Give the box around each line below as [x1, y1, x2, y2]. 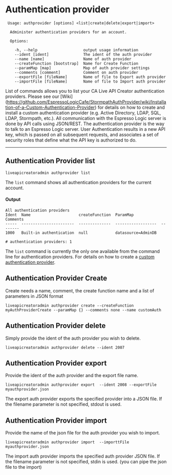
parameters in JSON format [5, 293, 63, 299]
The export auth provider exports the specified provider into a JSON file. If [5, 396, 162, 402]
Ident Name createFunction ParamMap [5, 212, 134, 217]
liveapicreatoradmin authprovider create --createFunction [5, 303, 134, 308]
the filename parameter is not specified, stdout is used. [5, 401, 122, 407]
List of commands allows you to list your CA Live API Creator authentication [5, 88, 165, 94]
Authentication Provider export [5, 359, 107, 367]
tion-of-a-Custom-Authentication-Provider [5, 104, 95, 110]
